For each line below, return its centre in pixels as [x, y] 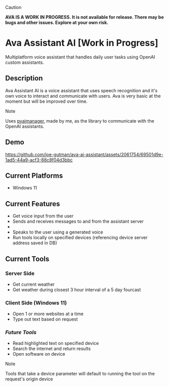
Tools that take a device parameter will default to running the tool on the [80, 374]
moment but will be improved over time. [46, 101]
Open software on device [39, 354]
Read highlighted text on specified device [56, 343]
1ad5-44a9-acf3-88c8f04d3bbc [39, 160]
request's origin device [29, 379]
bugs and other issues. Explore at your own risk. [57, 23]
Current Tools [27, 259]
